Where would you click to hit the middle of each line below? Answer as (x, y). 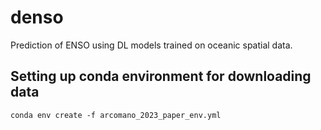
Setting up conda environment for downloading (161, 76)
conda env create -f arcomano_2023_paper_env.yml (116, 115)
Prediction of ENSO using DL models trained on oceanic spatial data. (151, 45)
